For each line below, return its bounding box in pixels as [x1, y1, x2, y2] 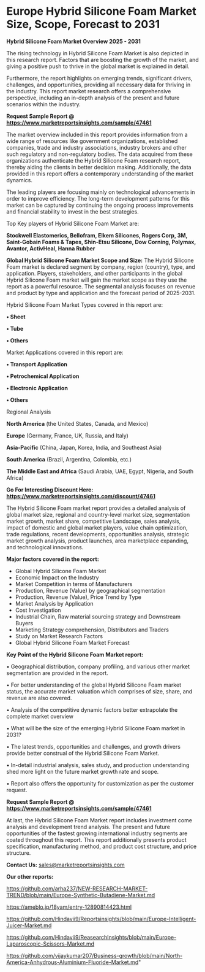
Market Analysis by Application [15, 600, 94, 607]
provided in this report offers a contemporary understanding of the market [6, 170, 194, 177]
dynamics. [6, 176, 32, 183]
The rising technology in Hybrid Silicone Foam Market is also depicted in [6, 49, 189, 56]
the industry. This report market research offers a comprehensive [6, 87, 171, 94]
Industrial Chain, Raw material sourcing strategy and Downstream [15, 612, 181, 620]
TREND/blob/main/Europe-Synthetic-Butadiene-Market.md [6, 891, 155, 898]
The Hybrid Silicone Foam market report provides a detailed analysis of [6, 504, 186, 512]
